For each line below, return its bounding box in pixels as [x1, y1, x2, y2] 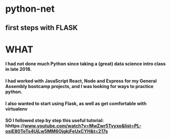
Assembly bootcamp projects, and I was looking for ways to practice [5, 83, 154, 89]
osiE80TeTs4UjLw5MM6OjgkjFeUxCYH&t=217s [5, 128, 108, 134]
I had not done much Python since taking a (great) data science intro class [5, 61, 166, 67]
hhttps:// [5, 123, 25, 129]
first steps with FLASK [5, 23, 78, 32]
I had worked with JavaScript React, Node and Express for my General [5, 77, 157, 84]
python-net [5, 3, 55, 15]
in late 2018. [5, 66, 32, 72]
